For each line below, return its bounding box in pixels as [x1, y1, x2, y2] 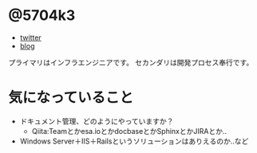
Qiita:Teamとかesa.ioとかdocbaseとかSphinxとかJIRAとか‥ [31, 126, 227, 135]
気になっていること [8, 88, 134, 107]
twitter [19, 33, 42, 42]
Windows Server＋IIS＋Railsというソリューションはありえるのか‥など [19, 136, 249, 146]
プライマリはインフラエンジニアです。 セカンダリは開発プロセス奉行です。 [8, 57, 254, 67]
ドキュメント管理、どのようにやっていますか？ [19, 116, 174, 126]
